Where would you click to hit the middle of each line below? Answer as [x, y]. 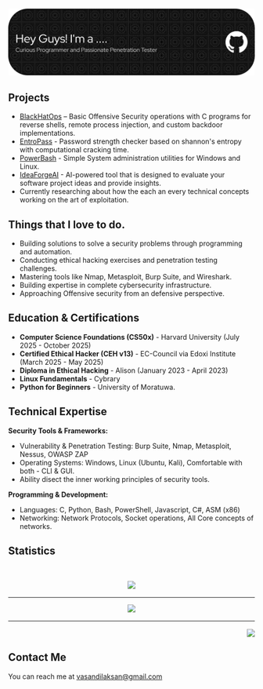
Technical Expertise [58, 412]
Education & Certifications [74, 318]
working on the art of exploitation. [74, 200]
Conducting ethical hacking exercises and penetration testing [118, 261]
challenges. [38, 268]
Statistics [32, 551]
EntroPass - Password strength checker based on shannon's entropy [131, 141]
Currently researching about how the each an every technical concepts [134, 191]
